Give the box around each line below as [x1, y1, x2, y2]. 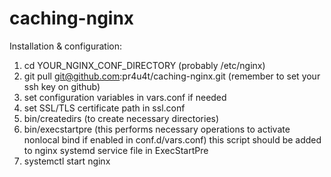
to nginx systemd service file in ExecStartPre [23, 144, 209, 156]
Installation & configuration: [9, 40, 123, 52]
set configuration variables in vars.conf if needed [23, 91, 227, 103]
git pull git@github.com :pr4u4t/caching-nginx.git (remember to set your [23, 70, 321, 82]
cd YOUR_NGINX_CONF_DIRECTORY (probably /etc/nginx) [23, 59, 266, 71]
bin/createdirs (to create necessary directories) [23, 112, 220, 124]
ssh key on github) [23, 80, 101, 92]
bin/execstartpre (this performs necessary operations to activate [23, 123, 291, 135]
